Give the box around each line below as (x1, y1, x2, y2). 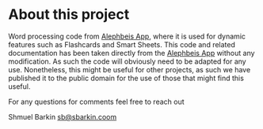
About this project (8, 6, 130, 24)
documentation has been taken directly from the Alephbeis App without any (8, 48, 255, 57)
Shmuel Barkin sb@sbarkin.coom (8, 112, 117, 121)
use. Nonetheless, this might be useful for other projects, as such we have (8, 64, 251, 74)
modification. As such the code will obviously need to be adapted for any (8, 57, 247, 66)
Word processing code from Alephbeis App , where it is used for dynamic (8, 31, 246, 41)
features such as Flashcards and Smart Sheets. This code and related (8, 39, 236, 49)
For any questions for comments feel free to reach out (8, 97, 185, 106)
